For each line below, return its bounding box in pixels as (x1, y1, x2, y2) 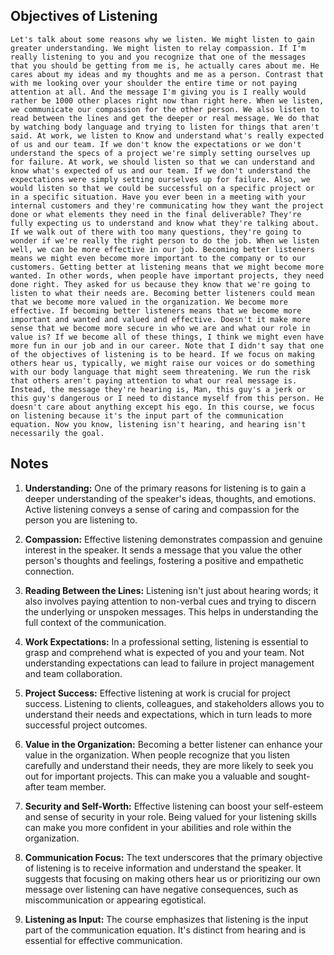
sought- (277, 770, 311, 782)
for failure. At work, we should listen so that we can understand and (10, 157, 315, 167)
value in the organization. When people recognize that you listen (24, 749, 291, 761)
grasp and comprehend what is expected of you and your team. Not (24, 646, 305, 658)
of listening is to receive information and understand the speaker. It (24, 862, 302, 874)
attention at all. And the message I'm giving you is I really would (10, 87, 307, 97)
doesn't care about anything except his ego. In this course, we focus (10, 402, 315, 412)
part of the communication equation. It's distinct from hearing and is (24, 924, 307, 936)
